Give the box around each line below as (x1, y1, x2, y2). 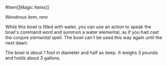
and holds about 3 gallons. (5, 55, 61, 61)
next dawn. (5, 40, 29, 46)
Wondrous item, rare (5, 14, 48, 20)
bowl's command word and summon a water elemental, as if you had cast (5, 29, 159, 35)
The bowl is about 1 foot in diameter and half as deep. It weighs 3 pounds (5, 50, 158, 55)
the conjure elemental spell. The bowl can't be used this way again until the (5, 35, 162, 40)
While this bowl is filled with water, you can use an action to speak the (5, 24, 151, 30)
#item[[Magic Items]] (5, 5, 50, 10)
